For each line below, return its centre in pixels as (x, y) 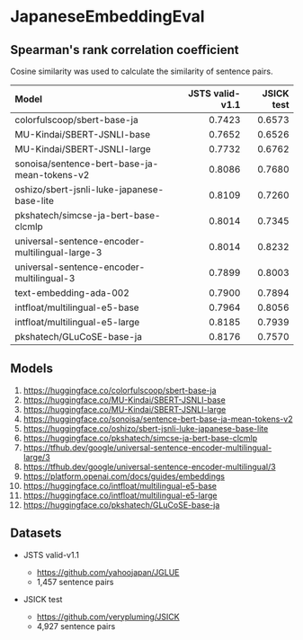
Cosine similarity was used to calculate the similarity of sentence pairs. (142, 71)
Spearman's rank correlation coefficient (125, 50)
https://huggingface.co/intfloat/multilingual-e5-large (120, 495)
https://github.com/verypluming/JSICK (108, 617)
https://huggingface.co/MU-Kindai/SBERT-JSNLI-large (125, 409)
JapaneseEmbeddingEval (107, 17)
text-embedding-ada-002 (72, 293)
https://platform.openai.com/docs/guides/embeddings (124, 476)
